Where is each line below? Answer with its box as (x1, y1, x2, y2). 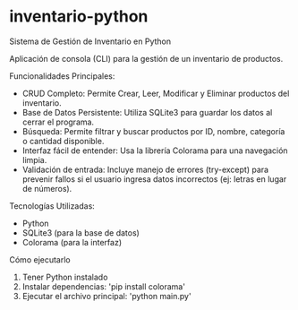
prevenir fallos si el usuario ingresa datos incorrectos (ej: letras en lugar (21, 173, 287, 185)
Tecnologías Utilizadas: (9, 200, 96, 211)
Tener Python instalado (21, 271, 108, 282)
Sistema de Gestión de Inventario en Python (9, 36, 172, 47)
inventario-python (9, 6, 149, 27)
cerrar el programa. (21, 116, 95, 127)
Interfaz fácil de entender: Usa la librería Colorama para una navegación (21, 145, 288, 156)
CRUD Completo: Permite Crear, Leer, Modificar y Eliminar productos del (21, 88, 290, 99)
